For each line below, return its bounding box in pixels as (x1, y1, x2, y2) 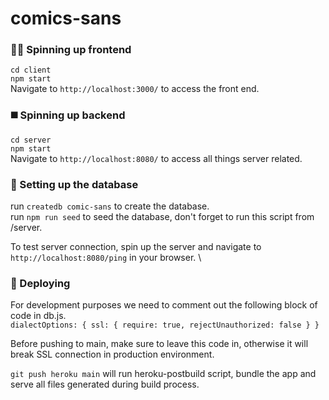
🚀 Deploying (10, 277, 71, 290)
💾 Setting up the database (10, 177, 139, 191)
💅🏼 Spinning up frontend (10, 43, 132, 57)
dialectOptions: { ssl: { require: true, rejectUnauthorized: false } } (10, 320, 320, 331)
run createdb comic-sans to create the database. (10, 200, 210, 212)
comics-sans (10, 7, 122, 30)
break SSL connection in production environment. (10, 348, 215, 361)
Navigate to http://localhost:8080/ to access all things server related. (10, 152, 303, 164)
